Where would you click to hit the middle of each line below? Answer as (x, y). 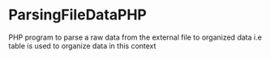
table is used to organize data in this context (82, 45)
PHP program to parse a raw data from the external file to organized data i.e (135, 37)
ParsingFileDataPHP (78, 15)
